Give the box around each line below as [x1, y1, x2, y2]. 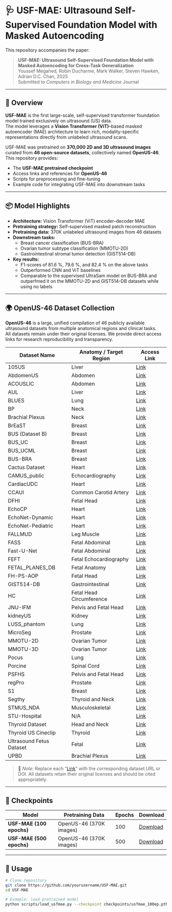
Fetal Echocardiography [71, 556, 129, 563]
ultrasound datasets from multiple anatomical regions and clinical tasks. [5, 325, 157, 332]
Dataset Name [19, 352, 55, 359]
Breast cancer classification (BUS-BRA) [20, 240, 104, 246]
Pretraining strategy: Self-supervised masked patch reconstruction [12, 223, 156, 229]
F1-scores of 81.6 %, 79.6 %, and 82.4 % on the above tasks [20, 261, 148, 268]
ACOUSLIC [8, 380, 34, 388]
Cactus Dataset [8, 464, 45, 471]
